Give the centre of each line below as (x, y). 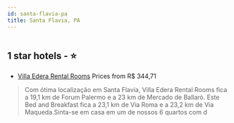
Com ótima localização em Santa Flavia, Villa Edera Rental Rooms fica (126, 90)
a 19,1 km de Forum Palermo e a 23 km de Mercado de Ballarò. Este (122, 97)
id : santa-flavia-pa (38, 14)
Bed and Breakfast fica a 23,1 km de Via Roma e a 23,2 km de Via (119, 105)
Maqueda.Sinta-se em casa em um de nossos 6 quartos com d (116, 112)
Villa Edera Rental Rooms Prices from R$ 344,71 (87, 76)
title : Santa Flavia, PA (44, 20)
